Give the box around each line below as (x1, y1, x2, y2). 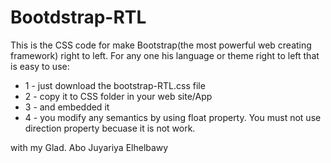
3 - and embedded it (24, 101, 110, 113)
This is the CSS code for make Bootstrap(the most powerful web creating (10, 39, 312, 51)
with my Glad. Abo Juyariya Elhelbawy (10, 141, 169, 153)
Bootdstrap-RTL (10, 6, 147, 29)
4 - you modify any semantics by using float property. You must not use (24, 111, 322, 123)
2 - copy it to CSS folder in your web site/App (24, 90, 213, 102)
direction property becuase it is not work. (24, 122, 196, 134)
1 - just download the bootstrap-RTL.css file (24, 79, 206, 91)
